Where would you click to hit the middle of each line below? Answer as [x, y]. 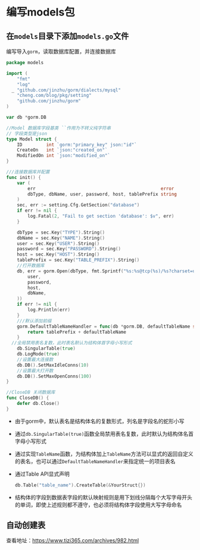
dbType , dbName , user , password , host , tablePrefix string [102, 194]
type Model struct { [32, 139]
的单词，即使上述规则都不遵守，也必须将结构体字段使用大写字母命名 [98, 505]
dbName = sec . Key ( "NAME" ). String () [61, 238]
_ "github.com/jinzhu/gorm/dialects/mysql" [66, 90]
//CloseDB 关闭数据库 [31, 392]
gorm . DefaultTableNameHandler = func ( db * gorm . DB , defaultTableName [104, 326]
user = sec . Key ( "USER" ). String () [58, 243]
